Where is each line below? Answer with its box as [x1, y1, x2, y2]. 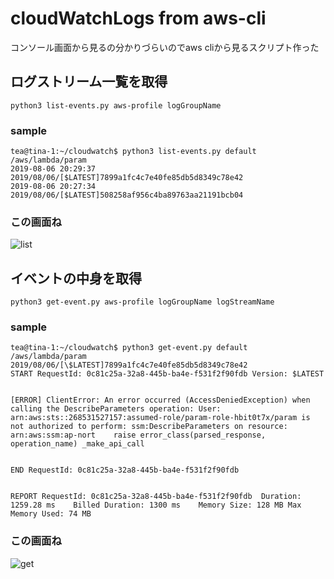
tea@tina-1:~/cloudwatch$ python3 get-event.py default [10, 343, 248, 353]
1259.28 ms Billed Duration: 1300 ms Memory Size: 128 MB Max [10, 500, 302, 511]
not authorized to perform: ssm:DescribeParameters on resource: [10, 422, 288, 432]
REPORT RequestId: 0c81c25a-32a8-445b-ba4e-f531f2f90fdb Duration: [10, 492, 302, 502]
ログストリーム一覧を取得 [10, 73, 168, 91]
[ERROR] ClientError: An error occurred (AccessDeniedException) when [10, 395, 311, 406]
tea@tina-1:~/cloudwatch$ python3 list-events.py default [10, 147, 257, 157]
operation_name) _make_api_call [10, 439, 145, 449]
